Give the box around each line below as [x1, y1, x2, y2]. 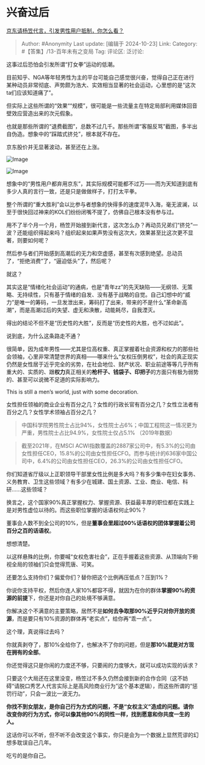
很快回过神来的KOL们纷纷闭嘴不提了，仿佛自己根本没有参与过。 [16, 208, 178, 215]
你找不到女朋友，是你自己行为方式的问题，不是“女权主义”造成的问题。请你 [6, 703, 194, 710]
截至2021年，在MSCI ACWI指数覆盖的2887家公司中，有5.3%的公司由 [21, 442, 196, 449]
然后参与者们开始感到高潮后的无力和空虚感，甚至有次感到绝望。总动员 [6, 249, 183, 257]
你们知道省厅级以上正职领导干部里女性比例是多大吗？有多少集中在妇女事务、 [6, 470, 199, 477]
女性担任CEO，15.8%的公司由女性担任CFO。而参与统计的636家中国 [21, 449, 192, 457]
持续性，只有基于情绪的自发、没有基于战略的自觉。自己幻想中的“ [22, 291, 185, 298]
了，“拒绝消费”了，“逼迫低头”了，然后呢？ [6, 257, 112, 264]
